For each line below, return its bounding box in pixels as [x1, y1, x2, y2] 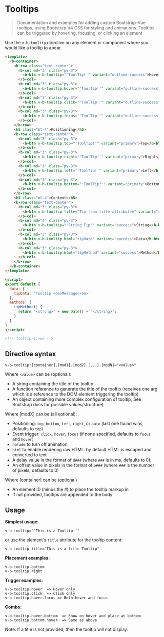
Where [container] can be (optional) [5, 477, 77, 483]
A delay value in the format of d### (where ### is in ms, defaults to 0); [12, 457, 152, 463]
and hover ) [12, 436, 34, 442]
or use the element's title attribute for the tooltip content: [5, 537, 123, 542]
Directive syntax [5, 349, 56, 358]
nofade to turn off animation [12, 441, 68, 447]
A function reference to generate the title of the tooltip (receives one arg [12, 386, 158, 392]
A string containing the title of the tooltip [12, 381, 94, 387]
